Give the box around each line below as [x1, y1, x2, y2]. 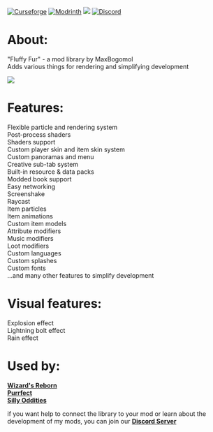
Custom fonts [7, 264, 47, 272]
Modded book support [7, 174, 72, 183]
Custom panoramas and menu [7, 152, 94, 161]
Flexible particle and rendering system [7, 123, 118, 131]
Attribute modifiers [7, 227, 61, 235]
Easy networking [7, 182, 56, 191]
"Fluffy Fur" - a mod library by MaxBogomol [7, 54, 133, 63]
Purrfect [7, 388, 33, 397]
